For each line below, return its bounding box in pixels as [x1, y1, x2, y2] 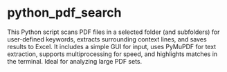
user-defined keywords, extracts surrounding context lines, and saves [7, 35, 207, 43]
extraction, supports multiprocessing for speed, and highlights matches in [7, 50, 218, 58]
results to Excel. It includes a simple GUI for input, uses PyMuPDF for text [7, 42, 217, 51]
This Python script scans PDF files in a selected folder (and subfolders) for [7, 28, 220, 36]
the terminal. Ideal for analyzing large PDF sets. [7, 57, 143, 65]
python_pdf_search [7, 5, 122, 21]
